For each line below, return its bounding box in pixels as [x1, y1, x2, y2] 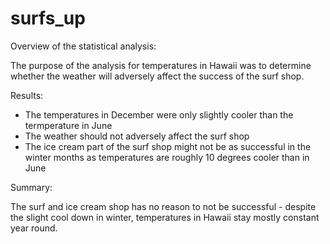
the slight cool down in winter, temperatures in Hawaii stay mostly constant [10, 211, 320, 223]
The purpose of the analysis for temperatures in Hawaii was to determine [10, 59, 312, 71]
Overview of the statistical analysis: [10, 40, 157, 52]
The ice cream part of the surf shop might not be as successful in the [24, 140, 312, 152]
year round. [10, 222, 58, 234]
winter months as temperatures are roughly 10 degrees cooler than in [24, 151, 310, 163]
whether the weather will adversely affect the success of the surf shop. [10, 70, 305, 82]
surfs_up [10, 7, 86, 30]
